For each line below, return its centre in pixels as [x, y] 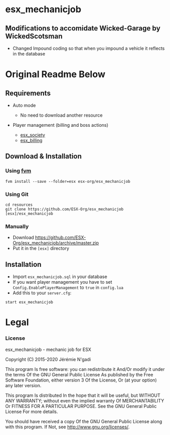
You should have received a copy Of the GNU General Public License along [84, 421]
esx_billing [31, 140]
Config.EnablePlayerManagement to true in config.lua [68, 288]
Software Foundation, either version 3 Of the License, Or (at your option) [81, 380]
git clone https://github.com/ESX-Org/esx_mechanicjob [64, 209]
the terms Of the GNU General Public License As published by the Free [79, 374]
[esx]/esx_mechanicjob [29, 213]
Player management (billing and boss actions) [60, 125]
